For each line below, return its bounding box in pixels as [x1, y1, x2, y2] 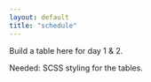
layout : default [9, 12, 69, 22]
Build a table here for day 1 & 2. [9, 45, 123, 56]
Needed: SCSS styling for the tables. [9, 63, 144, 73]
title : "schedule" [9, 21, 77, 30]
